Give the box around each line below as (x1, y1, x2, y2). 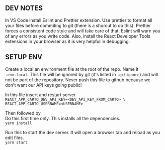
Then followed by (5, 110, 41, 116)
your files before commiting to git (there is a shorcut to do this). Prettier (5, 22, 151, 28)
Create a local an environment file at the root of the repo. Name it (5, 66, 139, 72)
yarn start (5, 140, 28, 145)
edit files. (5, 135, 24, 141)
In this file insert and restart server (5, 92, 76, 98)
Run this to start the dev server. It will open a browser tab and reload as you (5, 129, 160, 135)
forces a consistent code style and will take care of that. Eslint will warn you (5, 27, 161, 34)
